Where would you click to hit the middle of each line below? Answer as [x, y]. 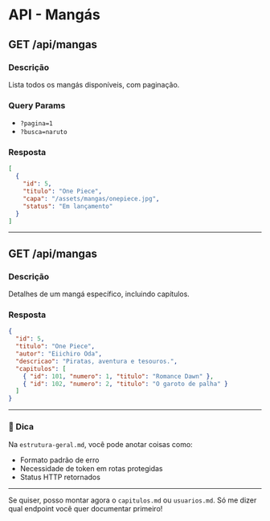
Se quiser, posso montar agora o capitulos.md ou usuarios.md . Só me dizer [133, 500]
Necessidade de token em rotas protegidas [91, 468]
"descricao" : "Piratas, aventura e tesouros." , [97, 361]
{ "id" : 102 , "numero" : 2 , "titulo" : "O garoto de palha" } [125, 384]
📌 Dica [21, 427]
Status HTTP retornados [60, 477]
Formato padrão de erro [59, 460]
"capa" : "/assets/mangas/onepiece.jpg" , [91, 198]
